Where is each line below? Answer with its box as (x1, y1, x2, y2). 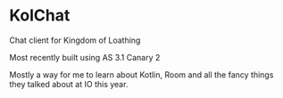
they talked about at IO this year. (9, 78, 129, 89)
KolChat (9, 5, 71, 26)
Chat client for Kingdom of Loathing (9, 35, 141, 45)
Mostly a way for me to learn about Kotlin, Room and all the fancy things (9, 69, 274, 80)
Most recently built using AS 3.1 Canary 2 (9, 52, 161, 62)
